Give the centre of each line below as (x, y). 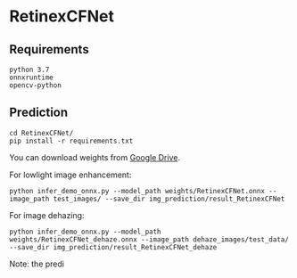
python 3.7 (29, 69)
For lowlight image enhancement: (70, 175)
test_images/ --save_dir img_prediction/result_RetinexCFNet (169, 199)
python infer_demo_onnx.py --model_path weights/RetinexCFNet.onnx (137, 191)
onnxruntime (31, 78)
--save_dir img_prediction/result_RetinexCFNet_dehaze (113, 247)
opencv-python (36, 86)
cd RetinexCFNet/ (41, 133)
